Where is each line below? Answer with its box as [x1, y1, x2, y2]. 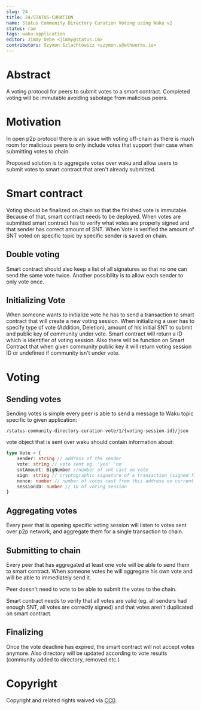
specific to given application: [6, 416, 78, 424]
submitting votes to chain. [6, 147, 70, 155]
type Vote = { [6, 450, 42, 456]
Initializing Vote [6, 295, 66, 306]
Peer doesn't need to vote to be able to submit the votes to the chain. [6, 585, 177, 593]
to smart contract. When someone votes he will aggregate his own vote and [6, 567, 193, 575]
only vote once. [6, 278, 45, 285]
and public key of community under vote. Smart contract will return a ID [6, 330, 182, 337]
